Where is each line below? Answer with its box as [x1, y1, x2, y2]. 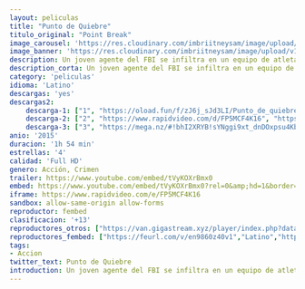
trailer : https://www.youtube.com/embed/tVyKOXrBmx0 [9, 173, 213, 182]
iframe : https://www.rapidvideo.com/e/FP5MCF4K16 [9, 190, 202, 199]
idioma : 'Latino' [9, 81, 75, 90]
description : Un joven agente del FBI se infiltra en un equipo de [9, 55, 271, 64]
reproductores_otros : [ [9, 224, 100, 233]
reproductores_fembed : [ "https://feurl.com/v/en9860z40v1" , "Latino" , [9, 232, 279, 241]
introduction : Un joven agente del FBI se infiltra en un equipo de [9, 266, 274, 275]
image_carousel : [9, 38, 71, 48]
